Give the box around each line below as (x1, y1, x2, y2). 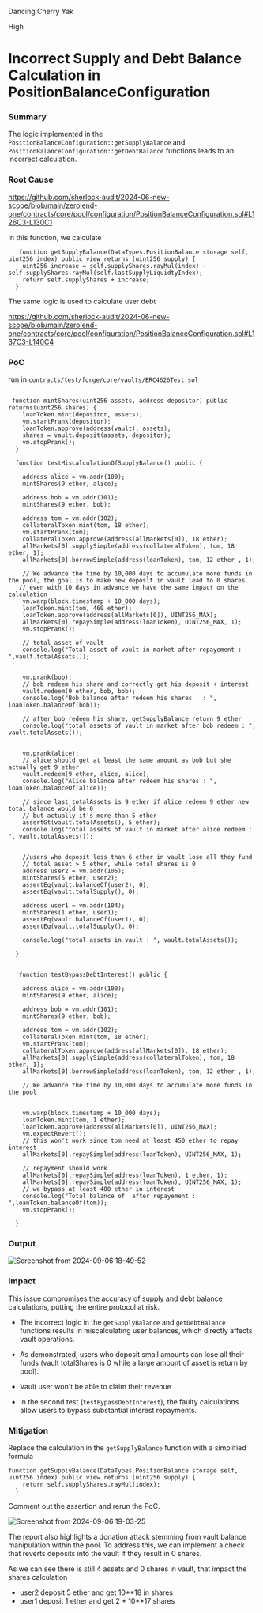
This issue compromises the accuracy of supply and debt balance (8, 1294, 223, 1303)
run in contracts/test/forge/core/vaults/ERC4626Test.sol (8, 375, 199, 384)
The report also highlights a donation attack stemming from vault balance (8, 1532, 247, 1541)
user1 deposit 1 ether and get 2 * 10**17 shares (19, 1596, 175, 1605)
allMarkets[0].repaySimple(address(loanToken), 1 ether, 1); (22, 1171, 227, 1180)
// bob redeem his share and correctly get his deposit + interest (22, 680, 249, 688)
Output (8, 1238, 36, 1249)
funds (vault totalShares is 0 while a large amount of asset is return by (19, 1358, 248, 1367)
